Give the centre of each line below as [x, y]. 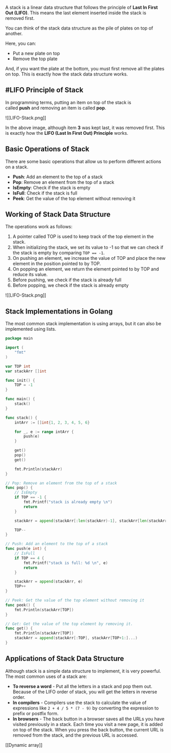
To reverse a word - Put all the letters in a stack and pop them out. [82, 686]
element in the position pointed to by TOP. [57, 264]
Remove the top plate [35, 59]
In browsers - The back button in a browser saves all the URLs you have [88, 719]
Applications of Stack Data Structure [65, 659]
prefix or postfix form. [36, 713]
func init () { [20, 380]
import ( [15, 348]
